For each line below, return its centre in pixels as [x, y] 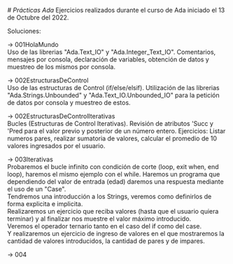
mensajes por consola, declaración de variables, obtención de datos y [108, 59]
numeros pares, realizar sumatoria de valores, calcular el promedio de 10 [112, 138]
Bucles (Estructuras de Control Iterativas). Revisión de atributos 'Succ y [110, 124]
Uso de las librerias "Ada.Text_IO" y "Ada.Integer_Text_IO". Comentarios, [112, 52]
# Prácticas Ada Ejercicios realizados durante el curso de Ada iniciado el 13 [116, 10]
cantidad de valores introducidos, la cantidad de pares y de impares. [106, 241]
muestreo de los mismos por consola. [61, 67]
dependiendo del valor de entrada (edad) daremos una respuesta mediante [115, 182]
